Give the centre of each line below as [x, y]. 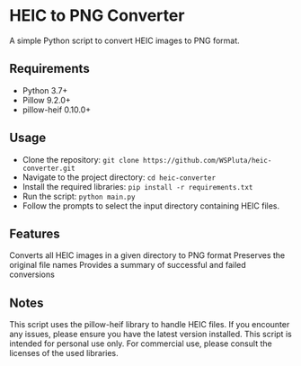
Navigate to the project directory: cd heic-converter [119, 177]
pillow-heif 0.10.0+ [57, 110]
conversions [32, 274]
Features [35, 233]
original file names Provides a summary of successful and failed [128, 265]
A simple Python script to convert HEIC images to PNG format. [124, 40]
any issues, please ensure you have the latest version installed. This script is [150, 335]
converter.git [49, 168]
